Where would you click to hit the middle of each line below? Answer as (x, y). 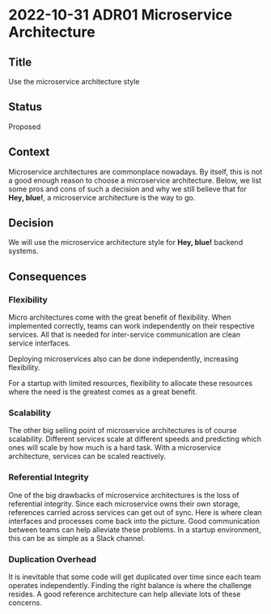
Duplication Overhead (53, 559)
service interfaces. (40, 343)
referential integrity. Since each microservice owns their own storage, (124, 504)
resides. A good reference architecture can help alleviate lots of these (125, 595)
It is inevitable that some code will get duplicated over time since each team (135, 577)
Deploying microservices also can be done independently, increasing (123, 359)
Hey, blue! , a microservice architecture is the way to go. (102, 197)
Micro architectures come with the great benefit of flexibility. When (120, 317)
